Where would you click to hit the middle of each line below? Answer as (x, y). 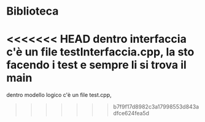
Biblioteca (33, 11)
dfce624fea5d (131, 113)
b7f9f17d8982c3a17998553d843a (156, 107)
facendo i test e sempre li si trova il (97, 65)
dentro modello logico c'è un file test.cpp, (59, 95)
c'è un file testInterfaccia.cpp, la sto (100, 52)
